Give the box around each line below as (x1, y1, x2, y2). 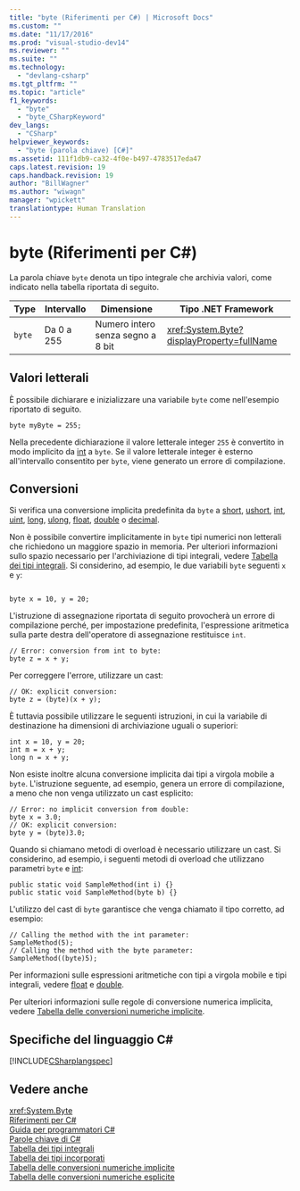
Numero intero (95, 318, 156, 330)
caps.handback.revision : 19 (9, 171, 114, 179)
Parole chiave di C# (9, 1133, 81, 1144)
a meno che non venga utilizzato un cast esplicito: (9, 787, 194, 799)
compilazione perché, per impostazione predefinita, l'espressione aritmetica (9, 620, 289, 630)
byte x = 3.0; (9, 813, 62, 822)
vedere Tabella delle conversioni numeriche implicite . (9, 1006, 205, 1017)
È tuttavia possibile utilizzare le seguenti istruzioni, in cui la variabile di (9, 711, 268, 721)
